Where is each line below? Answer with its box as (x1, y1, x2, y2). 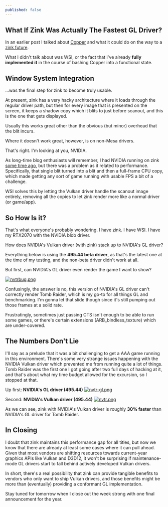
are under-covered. (5, 322, 46, 328)
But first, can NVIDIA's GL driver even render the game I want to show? (5, 267, 152, 273)
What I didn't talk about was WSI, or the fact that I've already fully (5, 54, 142, 60)
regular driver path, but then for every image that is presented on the (5, 102, 147, 108)
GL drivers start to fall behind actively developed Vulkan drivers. (18, 460, 151, 466)
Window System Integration (5, 74, 94, 83)
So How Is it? (5, 214, 47, 222)
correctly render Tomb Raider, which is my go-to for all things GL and (5, 291, 148, 297)
